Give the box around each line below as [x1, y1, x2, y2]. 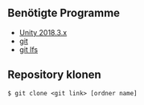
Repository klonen [7, 68, 101, 82]
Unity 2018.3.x [19, 27, 68, 37]
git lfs [19, 44, 38, 55]
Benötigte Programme [7, 6, 121, 20]
